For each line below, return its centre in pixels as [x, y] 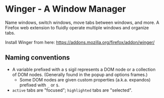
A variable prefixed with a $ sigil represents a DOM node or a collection [84, 69]
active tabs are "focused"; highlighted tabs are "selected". [72, 90]
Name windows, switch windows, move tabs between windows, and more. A [82, 22]
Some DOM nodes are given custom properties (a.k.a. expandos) [85, 79]
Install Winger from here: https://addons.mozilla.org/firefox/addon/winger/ [80, 42]
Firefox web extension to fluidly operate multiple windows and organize [77, 27]
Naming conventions [37, 58]
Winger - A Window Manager [66, 9]
